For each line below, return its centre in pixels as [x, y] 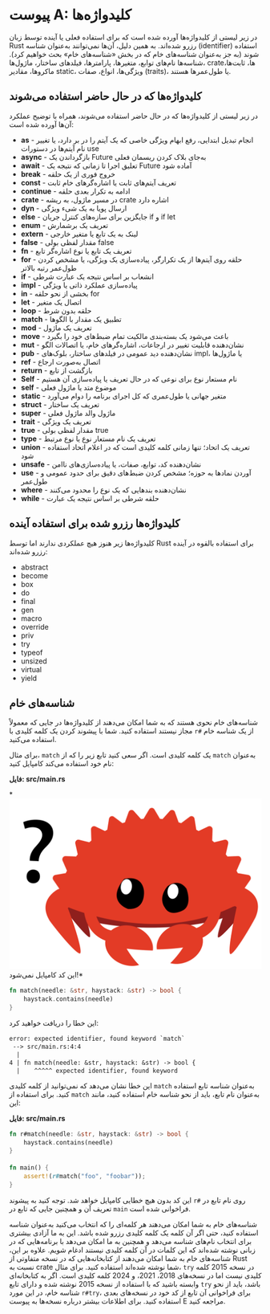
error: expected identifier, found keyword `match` [97, 1039]
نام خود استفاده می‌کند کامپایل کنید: [62, 764]
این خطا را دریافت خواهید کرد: [54, 1022]
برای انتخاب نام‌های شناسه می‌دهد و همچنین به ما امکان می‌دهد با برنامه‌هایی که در [130, 1241]
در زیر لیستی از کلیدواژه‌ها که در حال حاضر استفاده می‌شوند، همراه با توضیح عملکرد [134, 116]
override [34, 626]
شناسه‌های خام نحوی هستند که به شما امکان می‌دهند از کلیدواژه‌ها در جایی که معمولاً [134, 722]
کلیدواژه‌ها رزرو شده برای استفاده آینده [95, 524]
